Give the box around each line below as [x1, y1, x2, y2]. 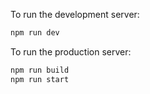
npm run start [10, 74, 70, 84]
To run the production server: [10, 45, 132, 58]
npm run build [10, 65, 70, 75]
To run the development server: [10, 9, 140, 20]
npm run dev [10, 28, 60, 38]
